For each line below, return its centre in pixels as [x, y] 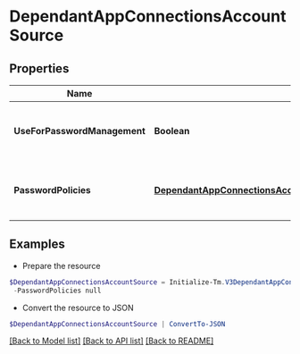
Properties [39, 68]
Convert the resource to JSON [78, 308]
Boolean [172, 131]
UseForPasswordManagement [79, 131]
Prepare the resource [61, 265]
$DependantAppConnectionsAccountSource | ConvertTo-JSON [117, 324]
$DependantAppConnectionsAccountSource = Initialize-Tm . [117, 282]
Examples [37, 244]
